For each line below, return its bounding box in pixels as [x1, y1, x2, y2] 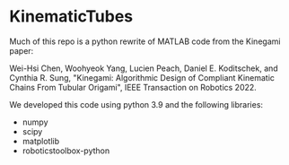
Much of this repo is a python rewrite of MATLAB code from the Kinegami [9, 36, 281, 47]
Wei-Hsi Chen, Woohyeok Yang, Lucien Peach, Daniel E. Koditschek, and [9, 63, 278, 74]
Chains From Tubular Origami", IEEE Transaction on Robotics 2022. [9, 82, 258, 92]
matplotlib [22, 135, 60, 146]
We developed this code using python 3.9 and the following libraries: [9, 99, 263, 109]
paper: [9, 45, 34, 56]
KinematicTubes [9, 6, 134, 27]
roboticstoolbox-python [22, 145, 110, 156]
